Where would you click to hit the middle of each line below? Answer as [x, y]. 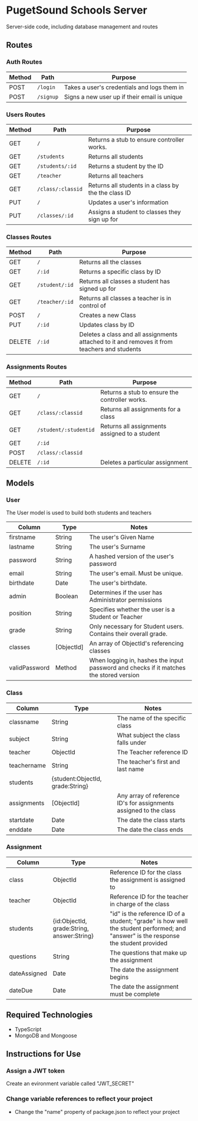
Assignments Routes [37, 367]
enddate [21, 830]
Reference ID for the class [146, 872]
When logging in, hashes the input [136, 660]
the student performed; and [148, 928]
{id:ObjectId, [70, 921]
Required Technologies [49, 1015]
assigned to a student [130, 433]
